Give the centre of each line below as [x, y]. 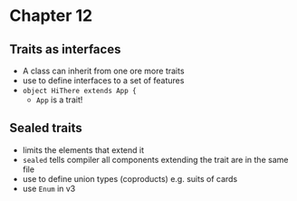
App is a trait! [59, 100]
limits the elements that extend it [83, 149]
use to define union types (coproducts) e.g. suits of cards [130, 178]
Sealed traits [46, 128]
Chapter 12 [51, 16]
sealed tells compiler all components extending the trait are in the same [155, 159]
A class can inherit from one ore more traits [103, 71]
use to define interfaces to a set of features [103, 81]
